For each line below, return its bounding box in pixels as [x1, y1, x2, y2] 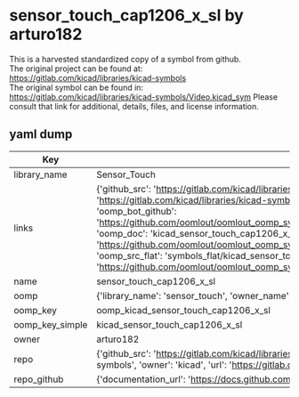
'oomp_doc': [96, 227, 149, 239]
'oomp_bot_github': [96, 205, 177, 217]
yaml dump [9, 126, 73, 142]
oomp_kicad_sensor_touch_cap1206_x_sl [96, 304, 271, 316]
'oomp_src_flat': [96, 249, 163, 262]
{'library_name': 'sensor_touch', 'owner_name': [96, 289, 292, 302]
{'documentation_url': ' [96, 373, 191, 385]
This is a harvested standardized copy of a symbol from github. [9, 53, 242, 64]
